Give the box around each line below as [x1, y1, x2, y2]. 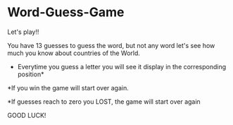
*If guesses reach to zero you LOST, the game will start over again [7, 97, 201, 106]
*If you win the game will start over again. [7, 83, 129, 92]
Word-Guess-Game [7, 4, 125, 20]
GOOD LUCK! [7, 111, 46, 119]
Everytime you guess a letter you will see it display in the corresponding [17, 62, 227, 71]
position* [17, 70, 44, 78]
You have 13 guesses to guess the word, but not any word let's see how [7, 41, 215, 49]
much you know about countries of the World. [7, 49, 141, 57]
